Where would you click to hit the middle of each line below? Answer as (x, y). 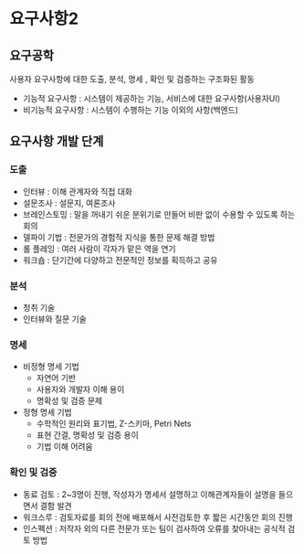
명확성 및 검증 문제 (69, 401)
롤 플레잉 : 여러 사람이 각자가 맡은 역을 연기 (99, 249)
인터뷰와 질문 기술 (54, 319)
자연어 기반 (56, 378)
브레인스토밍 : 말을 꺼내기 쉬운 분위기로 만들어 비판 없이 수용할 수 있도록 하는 (159, 214)
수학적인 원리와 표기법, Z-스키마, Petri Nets (114, 424)
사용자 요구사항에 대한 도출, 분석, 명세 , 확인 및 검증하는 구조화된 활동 (132, 79)
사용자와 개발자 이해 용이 (80, 389)
